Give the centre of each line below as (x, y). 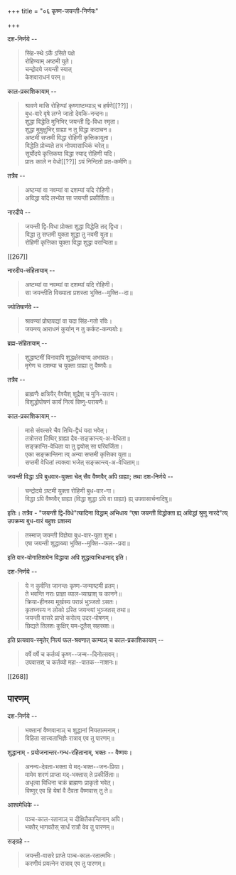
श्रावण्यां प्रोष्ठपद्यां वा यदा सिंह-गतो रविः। (68, 321)
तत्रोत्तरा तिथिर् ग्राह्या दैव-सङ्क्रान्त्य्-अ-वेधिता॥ (77, 438)
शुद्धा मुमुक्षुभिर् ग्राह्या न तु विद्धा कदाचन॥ (68, 129)
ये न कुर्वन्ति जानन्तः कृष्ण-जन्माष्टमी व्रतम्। (72, 586)
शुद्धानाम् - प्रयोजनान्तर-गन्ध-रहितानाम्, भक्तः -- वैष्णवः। (70, 752)
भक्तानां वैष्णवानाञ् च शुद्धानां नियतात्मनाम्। (72, 730)
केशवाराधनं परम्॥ (45, 77)
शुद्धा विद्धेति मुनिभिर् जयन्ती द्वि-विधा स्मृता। (72, 122)
